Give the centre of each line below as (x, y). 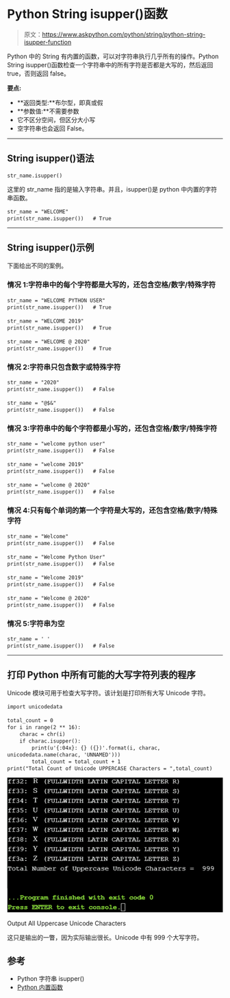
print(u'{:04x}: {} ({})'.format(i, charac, (96, 748)
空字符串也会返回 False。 (52, 128)
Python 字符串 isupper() (51, 979)
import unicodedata (35, 707)
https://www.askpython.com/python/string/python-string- (124, 34)
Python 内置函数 (40, 987)
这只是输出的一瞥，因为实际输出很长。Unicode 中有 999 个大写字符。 (105, 937)
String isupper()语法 (51, 159)
